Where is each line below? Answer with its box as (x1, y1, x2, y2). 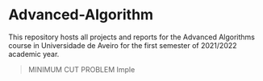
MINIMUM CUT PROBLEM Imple (27, 64, 136, 74)
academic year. (8, 49, 60, 59)
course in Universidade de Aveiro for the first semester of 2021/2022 (8, 40, 237, 50)
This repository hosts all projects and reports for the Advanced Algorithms (8, 32, 256, 42)
